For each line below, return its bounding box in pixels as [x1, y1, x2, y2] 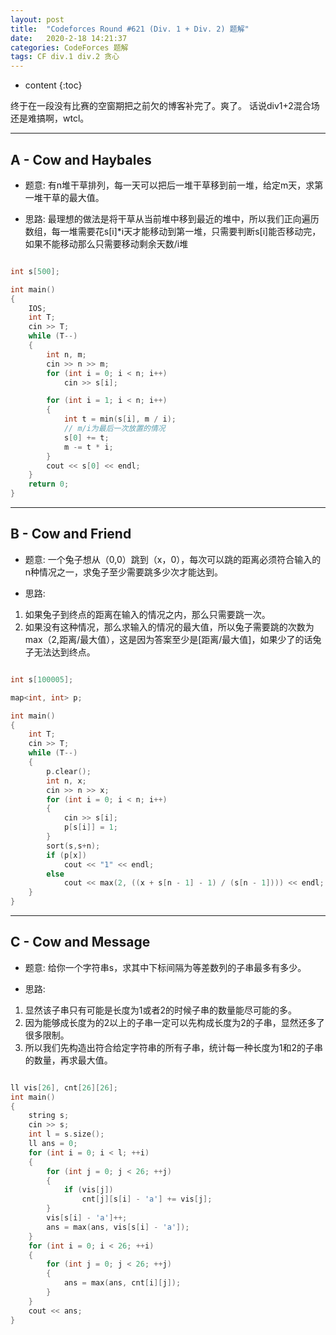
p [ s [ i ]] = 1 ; [63, 822, 118, 833]
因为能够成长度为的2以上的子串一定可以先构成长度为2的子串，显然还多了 [24, 1016, 325, 1028]
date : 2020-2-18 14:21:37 [10, 33, 128, 43]
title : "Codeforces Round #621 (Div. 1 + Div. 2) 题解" [10, 24, 250, 34]
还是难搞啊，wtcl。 [10, 112, 90, 125]
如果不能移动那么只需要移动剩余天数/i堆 [24, 237, 189, 250]
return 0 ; [28, 479, 70, 490]
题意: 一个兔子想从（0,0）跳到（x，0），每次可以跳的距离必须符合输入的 [24, 553, 322, 565]
